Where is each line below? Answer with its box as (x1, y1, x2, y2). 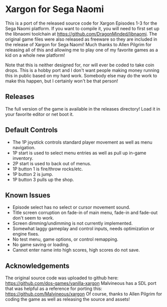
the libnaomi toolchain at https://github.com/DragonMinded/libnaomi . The (5, 31, 157, 37)
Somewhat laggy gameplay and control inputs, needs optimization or (12, 226, 154, 232)
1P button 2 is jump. (12, 171, 54, 177)
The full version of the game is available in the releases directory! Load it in (5, 106, 160, 112)
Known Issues (5, 191, 51, 199)
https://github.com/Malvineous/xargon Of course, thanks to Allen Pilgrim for (5, 291, 162, 297)
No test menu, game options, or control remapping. (12, 236, 119, 242)
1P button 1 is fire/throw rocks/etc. (12, 166, 83, 172)
